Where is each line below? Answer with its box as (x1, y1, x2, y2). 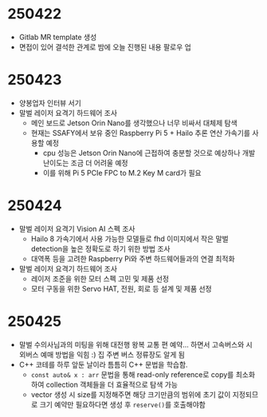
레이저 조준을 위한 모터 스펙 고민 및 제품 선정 (30, 273, 169, 284)
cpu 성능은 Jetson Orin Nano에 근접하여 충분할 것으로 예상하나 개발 (42, 148, 256, 157)
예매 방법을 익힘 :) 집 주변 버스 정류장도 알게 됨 (40, 349, 185, 359)
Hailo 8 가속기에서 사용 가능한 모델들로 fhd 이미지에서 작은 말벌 (30, 233, 229, 244)
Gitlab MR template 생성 (18, 32, 97, 42)
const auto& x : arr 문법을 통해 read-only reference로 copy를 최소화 (30, 369, 256, 379)
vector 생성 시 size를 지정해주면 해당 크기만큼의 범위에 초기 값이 (30, 389, 231, 399)
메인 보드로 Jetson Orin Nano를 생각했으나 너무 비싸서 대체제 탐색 (30, 117, 238, 128)
